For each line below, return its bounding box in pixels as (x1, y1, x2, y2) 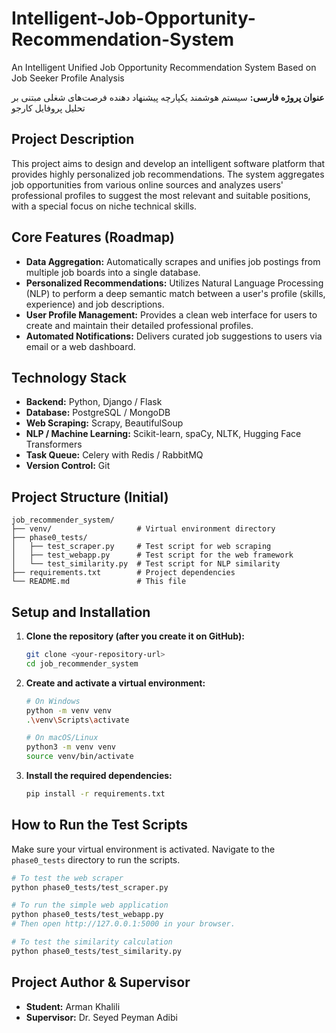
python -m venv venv (25, 705, 112, 716)
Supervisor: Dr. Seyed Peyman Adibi (25, 1011, 178, 1023)
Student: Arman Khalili (25, 1000, 121, 1012)
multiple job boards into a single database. (25, 266, 201, 278)
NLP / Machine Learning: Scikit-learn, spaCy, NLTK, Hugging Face (25, 428, 302, 440)
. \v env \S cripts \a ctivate (25, 715, 130, 725)
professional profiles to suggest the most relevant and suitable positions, (11, 189, 311, 201)
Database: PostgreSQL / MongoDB (25, 407, 171, 419)
